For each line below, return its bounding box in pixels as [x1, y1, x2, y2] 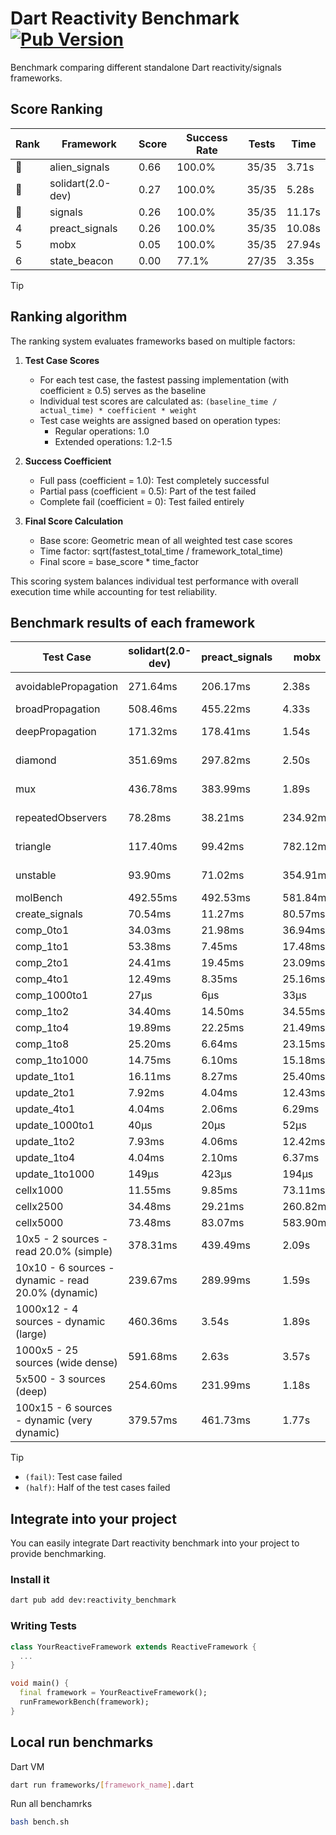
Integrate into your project [10, 1510, 177, 1527]
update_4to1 [15, 1102, 76, 1116]
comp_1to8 [15, 1037, 70, 1051]
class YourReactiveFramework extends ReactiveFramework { [10, 1642, 257, 1652]
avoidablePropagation [15, 680, 119, 694]
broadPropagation [15, 702, 101, 716]
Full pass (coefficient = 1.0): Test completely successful [39, 474, 270, 486]
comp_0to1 [15, 923, 70, 937]
